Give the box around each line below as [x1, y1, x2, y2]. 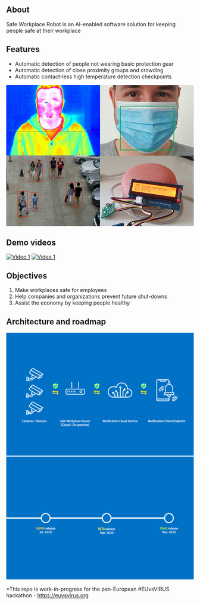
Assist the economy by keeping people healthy [14, 299, 130, 306]
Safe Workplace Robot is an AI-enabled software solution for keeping [6, 20, 176, 27]
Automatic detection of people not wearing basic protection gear [14, 60, 174, 67]
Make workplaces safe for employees [14, 287, 107, 294]
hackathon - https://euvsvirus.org [6, 591, 89, 599]
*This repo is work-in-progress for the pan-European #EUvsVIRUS [6, 585, 170, 592]
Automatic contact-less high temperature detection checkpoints [14, 73, 172, 80]
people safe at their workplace [6, 27, 82, 34]
